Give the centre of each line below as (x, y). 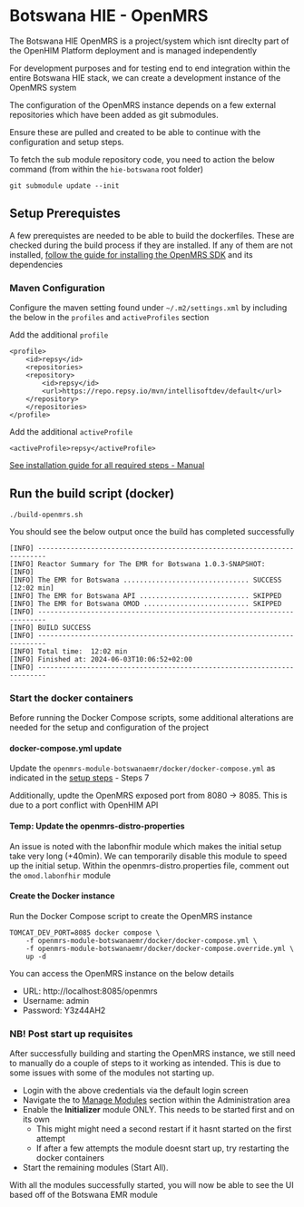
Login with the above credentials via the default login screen (135, 1091)
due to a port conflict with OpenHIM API (84, 805)
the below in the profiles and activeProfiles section (109, 318)
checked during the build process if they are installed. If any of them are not (151, 245)
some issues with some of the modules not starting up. (112, 1073)
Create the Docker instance (62, 896)
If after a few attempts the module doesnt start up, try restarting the (162, 1148)
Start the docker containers (71, 698)
